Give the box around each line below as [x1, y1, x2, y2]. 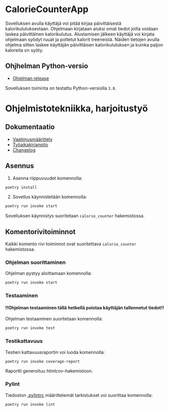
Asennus [5, 162, 34, 170]
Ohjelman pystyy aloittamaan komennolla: [5, 270, 92, 277]
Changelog [12, 147, 36, 153]
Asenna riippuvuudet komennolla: [12, 175, 83, 181]
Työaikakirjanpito [12, 142, 48, 148]
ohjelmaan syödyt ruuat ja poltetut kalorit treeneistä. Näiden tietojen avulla [5, 36, 160, 42]
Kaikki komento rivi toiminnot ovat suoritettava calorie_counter [5, 241, 137, 247]
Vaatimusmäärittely [12, 136, 53, 142]
